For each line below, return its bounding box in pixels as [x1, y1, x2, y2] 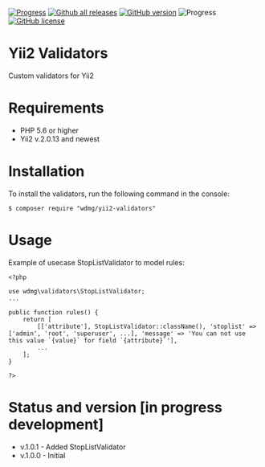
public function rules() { [8, 308, 99, 317]
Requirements [8, 99, 104, 117]
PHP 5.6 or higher [19, 125, 79, 135]
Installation [8, 162, 85, 181]
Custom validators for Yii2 [8, 71, 95, 80]
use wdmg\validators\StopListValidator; [8, 287, 146, 295]
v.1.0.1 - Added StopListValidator [19, 442, 126, 452]
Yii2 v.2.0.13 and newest [19, 133, 100, 144]
